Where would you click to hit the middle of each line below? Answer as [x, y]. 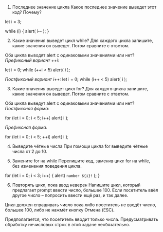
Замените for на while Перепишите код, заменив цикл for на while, [81, 161]
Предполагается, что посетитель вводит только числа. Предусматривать [81, 219]
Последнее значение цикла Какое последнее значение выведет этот [84, 7]
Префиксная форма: [26, 127]
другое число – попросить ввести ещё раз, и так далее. [70, 195]
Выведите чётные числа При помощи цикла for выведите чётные [80, 146]
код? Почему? [27, 12]
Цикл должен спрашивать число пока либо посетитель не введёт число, [81, 205]
